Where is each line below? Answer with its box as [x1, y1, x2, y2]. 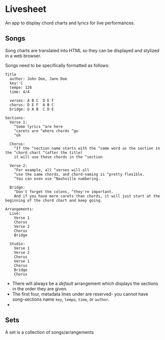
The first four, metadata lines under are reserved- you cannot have [12, 291, 148, 297]
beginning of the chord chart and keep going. [5, 198, 103, 203]
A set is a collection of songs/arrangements [5, 329, 94, 335]
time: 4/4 [9, 89, 30, 94]
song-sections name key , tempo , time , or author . [12, 296, 110, 302]
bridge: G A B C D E [9, 107, 54, 112]
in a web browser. [5, 53, 41, 59]
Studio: [9, 241, 26, 246]
